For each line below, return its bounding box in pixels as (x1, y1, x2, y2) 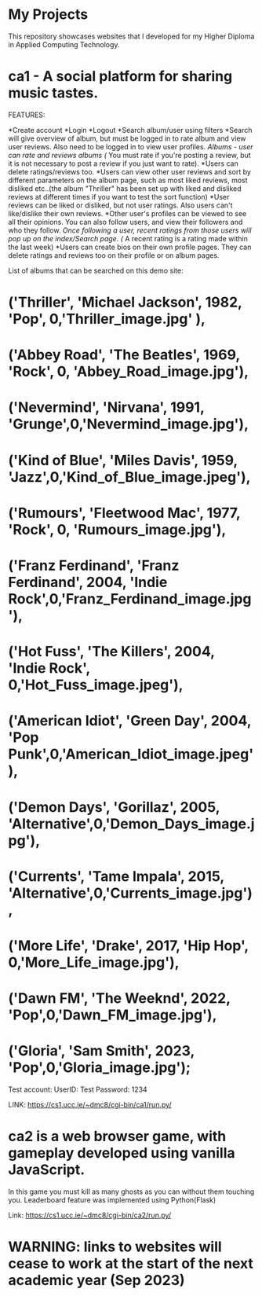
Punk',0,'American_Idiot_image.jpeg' (8, 745, 254, 763)
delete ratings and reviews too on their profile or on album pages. (8, 250, 220, 260)
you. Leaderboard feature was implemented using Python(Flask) (8, 1195, 217, 1204)
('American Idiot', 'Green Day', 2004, (8, 712, 252, 730)
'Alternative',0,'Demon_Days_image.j (8, 815, 255, 832)
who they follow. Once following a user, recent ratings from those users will (8, 226, 252, 235)
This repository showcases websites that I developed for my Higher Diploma (8, 31, 255, 41)
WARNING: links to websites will (8, 1238, 222, 1256)
